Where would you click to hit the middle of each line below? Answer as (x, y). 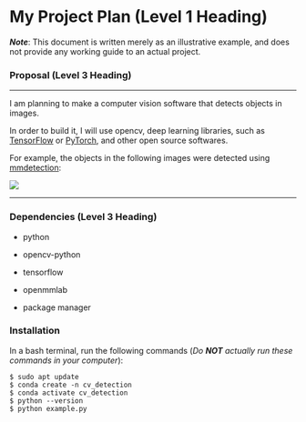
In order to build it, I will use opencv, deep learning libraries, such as (138, 131)
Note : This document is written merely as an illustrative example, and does (149, 42)
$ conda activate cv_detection (69, 393)
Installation (35, 331)
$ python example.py (49, 408)
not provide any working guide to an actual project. (105, 51)
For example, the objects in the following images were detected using (140, 158)
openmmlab (45, 289)
